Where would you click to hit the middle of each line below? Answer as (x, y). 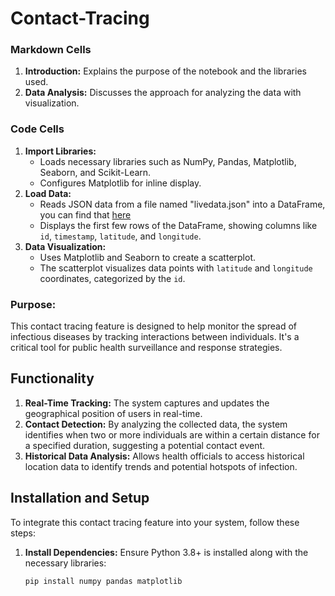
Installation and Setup (80, 498)
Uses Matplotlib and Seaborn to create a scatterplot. (148, 257)
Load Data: (48, 193)
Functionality (52, 378)
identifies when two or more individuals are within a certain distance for (172, 434)
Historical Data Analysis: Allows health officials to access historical (164, 456)
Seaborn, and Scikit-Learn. (95, 172)
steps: (23, 533)
